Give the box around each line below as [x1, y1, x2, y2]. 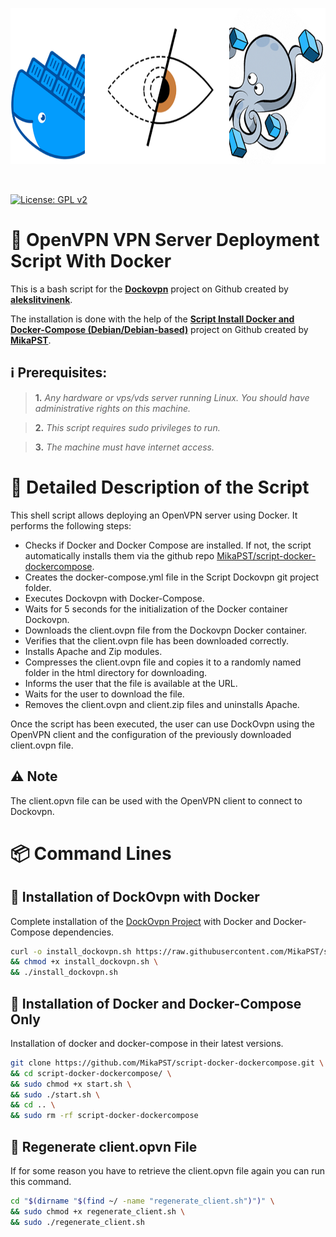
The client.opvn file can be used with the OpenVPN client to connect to [10, 794, 303, 807]
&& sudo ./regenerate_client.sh [10, 1217, 145, 1227]
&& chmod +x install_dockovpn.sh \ [10, 957, 159, 967]
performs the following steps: [10, 519, 132, 532]
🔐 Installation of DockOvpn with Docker [10, 889, 260, 906]
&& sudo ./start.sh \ [10, 1089, 101, 1100]
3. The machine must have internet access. [34, 441, 215, 453]
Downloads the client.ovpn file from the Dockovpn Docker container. [24, 624, 308, 636]
